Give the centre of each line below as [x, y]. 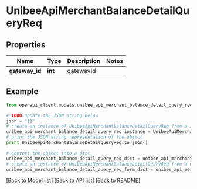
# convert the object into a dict [48, 153]
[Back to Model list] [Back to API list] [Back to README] [73, 181]
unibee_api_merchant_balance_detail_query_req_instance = [78, 132]
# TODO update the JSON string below [52, 116]
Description [84, 61]
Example [22, 92]
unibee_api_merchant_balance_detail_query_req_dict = [73, 159]
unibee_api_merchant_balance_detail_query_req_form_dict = [80, 169]
